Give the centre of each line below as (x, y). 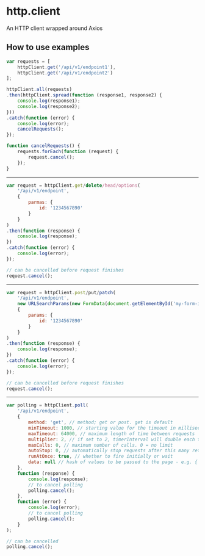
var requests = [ (28, 61)
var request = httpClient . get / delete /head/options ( (73, 185)
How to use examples (48, 47)
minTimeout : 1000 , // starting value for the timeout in (102, 428)
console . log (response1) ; (49, 101)
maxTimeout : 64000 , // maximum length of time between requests (112, 434)
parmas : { (41, 203)
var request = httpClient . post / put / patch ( (61, 292)
